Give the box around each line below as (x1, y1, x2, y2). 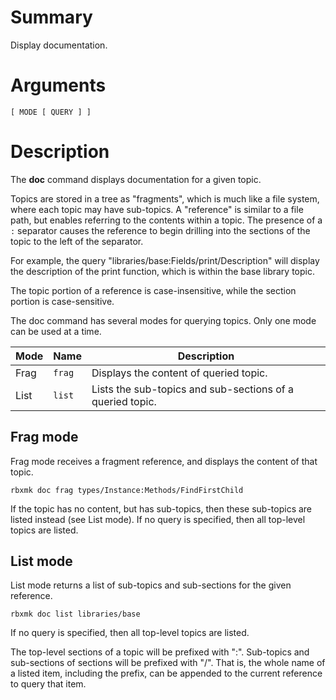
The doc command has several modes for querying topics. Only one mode (10, 314, 317, 326)
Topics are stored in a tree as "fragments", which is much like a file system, (10, 192, 320, 205)
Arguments (10, 74, 107, 97)
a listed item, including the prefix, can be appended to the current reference (10, 667, 323, 680)
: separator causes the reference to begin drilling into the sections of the (10, 224, 311, 236)
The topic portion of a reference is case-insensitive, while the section (10, 284, 297, 296)
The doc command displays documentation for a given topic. (10, 173, 262, 185)
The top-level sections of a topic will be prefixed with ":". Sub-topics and (10, 646, 310, 658)
